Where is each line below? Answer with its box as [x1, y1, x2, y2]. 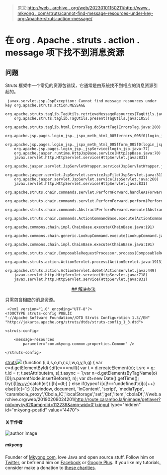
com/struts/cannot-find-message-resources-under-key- [37, 10, 154, 16]
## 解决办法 [71, 286, 96, 292]
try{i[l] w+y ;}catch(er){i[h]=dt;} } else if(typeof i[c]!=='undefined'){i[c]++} [5, 381, 156, 387]
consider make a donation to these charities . [5, 465, 96, 471]
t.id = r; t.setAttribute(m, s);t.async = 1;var [5, 370, 91, 376]
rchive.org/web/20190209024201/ [5, 396, 76, 402]
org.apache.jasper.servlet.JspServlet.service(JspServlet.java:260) [14, 177, 159, 182]
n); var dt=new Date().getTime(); [72, 375, 139, 381]
